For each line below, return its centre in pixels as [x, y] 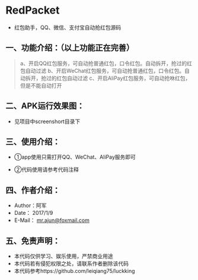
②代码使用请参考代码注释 [47, 170]
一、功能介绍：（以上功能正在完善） [70, 48]
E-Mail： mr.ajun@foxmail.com [52, 220]
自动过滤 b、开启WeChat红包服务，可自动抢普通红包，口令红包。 [105, 70]
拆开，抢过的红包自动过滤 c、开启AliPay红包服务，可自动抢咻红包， [108, 78]
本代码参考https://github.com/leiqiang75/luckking [74, 271]
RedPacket [33, 10]
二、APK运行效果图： [45, 106]
